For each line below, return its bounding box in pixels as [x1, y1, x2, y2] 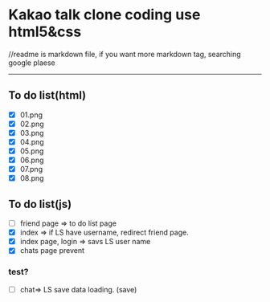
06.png [19, 155, 44, 165]
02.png [19, 119, 44, 129]
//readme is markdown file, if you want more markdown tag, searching [8, 49, 241, 59]
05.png [19, 146, 44, 156]
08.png [19, 173, 44, 183]
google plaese [8, 58, 55, 67]
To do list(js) [8, 197, 72, 210]
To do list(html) [8, 88, 87, 102]
